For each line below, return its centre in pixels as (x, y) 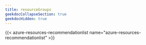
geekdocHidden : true (26, 19)
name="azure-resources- (115, 33)
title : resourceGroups (28, 10)
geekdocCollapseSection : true (36, 14)
